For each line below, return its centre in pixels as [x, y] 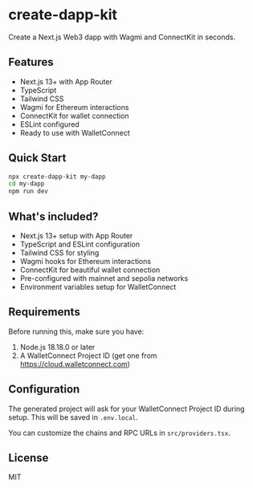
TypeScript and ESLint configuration [80, 244]
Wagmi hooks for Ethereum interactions [85, 261]
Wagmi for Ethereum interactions [74, 107]
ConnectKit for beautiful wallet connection [90, 270]
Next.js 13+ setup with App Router [76, 236]
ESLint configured [50, 124]
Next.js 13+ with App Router [66, 81]
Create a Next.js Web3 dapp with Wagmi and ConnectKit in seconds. [122, 37]
